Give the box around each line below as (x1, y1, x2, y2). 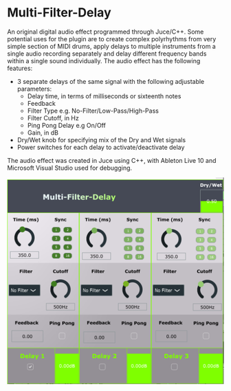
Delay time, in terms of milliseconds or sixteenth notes (27, 91, 181, 100)
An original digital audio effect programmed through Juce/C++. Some (7, 27, 204, 36)
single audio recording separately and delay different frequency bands (7, 49, 207, 58)
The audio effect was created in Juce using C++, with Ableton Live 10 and (7, 156, 217, 164)
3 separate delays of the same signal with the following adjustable (16, 77, 205, 85)
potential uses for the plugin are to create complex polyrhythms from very (7, 34, 217, 43)
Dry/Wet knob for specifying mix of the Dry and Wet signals (16, 135, 186, 144)
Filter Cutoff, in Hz (27, 113, 79, 122)
